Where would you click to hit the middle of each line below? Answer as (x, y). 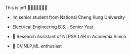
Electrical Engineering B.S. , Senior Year (53, 27)
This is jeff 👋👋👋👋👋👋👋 (26, 8)
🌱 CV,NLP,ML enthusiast (37, 46)
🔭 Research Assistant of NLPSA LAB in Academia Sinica (69, 36)
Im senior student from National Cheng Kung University (68, 17)
